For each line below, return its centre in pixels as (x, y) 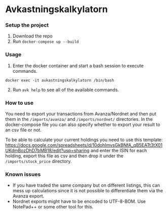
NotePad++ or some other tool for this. (53, 207)
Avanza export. (28, 196)
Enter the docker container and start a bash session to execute (78, 66)
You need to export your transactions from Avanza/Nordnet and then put (81, 114)
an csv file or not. (24, 130)
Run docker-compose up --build (46, 41)
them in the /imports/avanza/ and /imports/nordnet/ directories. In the (79, 119)
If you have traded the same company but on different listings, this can (86, 185)
